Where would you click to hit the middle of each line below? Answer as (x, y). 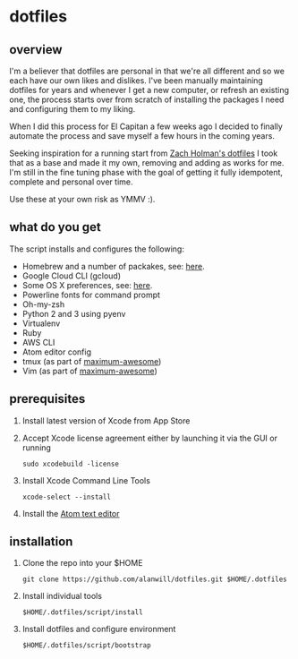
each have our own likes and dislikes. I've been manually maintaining (136, 81)
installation (41, 542)
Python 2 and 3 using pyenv (74, 313)
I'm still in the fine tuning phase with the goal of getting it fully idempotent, (146, 172)
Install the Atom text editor (71, 513)
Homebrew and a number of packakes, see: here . (114, 266)
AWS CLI (38, 342)
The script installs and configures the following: (97, 249)
